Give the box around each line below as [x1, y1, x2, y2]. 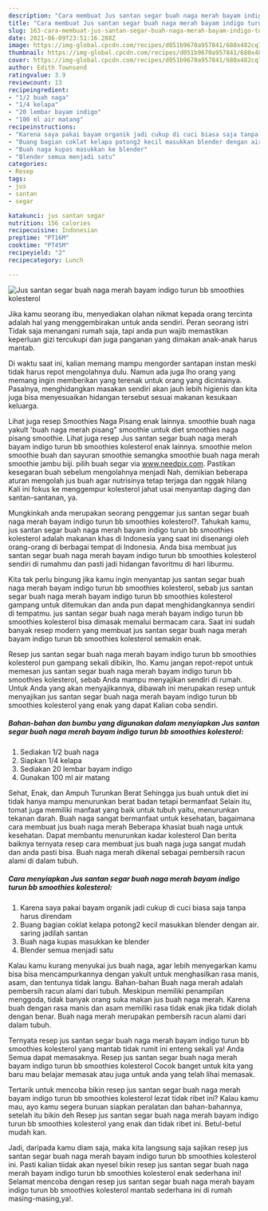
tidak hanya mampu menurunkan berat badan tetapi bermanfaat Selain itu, [8, 796, 253, 806]
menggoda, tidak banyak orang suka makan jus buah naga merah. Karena [8, 995, 250, 1004]
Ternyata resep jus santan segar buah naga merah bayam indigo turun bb [8, 1035, 250, 1045]
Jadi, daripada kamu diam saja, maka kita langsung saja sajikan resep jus [8, 1142, 249, 1152]
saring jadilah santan [19, 928, 89, 938]
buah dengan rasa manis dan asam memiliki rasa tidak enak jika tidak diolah [8, 1003, 258, 1012]
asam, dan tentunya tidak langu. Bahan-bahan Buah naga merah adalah [8, 977, 243, 987]
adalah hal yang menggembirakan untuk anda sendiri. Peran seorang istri [8, 317, 249, 327]
